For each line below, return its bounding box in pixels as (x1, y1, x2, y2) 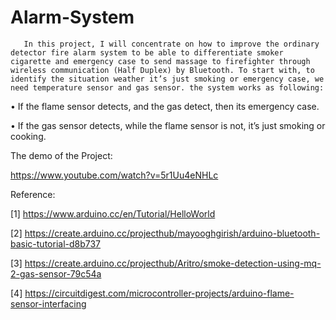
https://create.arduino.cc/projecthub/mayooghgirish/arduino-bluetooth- (24, 227, 321, 239)
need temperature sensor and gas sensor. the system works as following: (10, 82, 325, 93)
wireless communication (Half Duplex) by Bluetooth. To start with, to (10, 65, 315, 75)
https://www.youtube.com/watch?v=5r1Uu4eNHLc (10, 169, 219, 181)
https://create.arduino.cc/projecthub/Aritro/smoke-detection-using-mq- (24, 257, 322, 269)
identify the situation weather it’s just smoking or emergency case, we (10, 74, 325, 84)
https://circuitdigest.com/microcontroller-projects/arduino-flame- (24, 287, 295, 299)
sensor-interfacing (10, 297, 87, 310)
